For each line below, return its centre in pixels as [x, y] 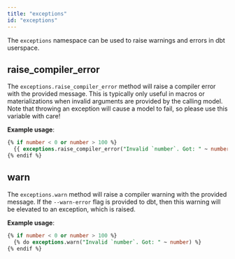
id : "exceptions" [33, 20]
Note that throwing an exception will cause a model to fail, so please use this [117, 108]
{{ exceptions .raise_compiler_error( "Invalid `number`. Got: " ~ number [122, 149]
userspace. [23, 48]
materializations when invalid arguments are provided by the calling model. [115, 101]
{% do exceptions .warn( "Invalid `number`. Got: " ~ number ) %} [107, 242]
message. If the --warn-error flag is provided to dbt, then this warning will [114, 202]
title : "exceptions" [37, 14]
